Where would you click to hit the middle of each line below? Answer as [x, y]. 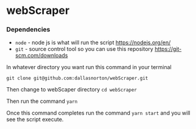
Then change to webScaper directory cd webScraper [72, 90]
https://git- [168, 49]
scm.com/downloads [41, 56]
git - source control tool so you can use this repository [84, 49]
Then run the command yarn [42, 101]
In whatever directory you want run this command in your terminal [89, 67]
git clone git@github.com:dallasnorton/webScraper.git [77, 78]
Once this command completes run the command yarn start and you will [98, 113]
